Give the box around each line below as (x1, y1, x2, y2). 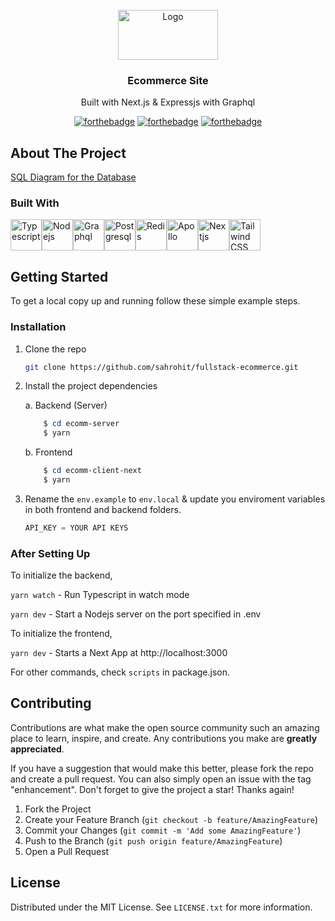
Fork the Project (24, 803, 92, 815)
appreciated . (10, 743, 65, 755)
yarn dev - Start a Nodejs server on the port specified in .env (10, 608, 262, 620)
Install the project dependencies (24, 380, 158, 392)
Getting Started (10, 268, 109, 285)
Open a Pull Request (24, 845, 110, 857)
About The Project (10, 144, 127, 162)
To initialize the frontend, (10, 628, 113, 640)
